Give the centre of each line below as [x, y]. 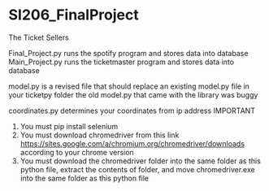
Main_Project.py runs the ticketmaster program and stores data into [121, 62]
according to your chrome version [77, 152]
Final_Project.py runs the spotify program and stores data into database [128, 53]
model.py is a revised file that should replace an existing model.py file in [129, 86]
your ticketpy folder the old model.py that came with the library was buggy [133, 94]
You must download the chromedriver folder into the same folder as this [141, 161]
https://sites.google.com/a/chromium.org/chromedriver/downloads [132, 143]
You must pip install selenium [69, 126]
